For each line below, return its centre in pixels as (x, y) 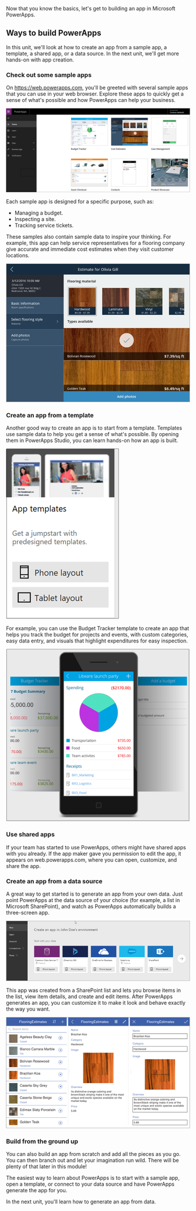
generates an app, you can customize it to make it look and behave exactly (96, 1003)
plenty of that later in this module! (47, 1166)
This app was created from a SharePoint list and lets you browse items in (94, 991)
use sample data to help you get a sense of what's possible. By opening (92, 434)
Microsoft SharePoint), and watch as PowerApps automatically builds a (91, 906)
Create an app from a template (50, 415)
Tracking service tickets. (44, 226)
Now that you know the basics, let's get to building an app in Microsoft (91, 8)
